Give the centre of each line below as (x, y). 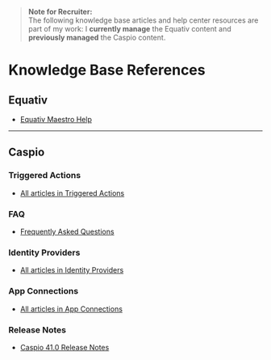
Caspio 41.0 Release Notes (65, 347)
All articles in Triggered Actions (72, 193)
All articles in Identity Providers (72, 270)
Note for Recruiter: (60, 12)
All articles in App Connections (71, 309)
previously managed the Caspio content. (97, 37)
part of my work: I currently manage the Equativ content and (129, 29)
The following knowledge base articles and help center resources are (143, 20)
